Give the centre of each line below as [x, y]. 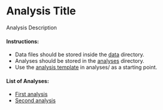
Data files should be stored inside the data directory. [80, 54]
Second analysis [35, 100]
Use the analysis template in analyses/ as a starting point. [86, 68]
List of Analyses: [28, 81]
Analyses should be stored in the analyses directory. [80, 61]
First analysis [31, 94]
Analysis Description [31, 27]
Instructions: [23, 41]
